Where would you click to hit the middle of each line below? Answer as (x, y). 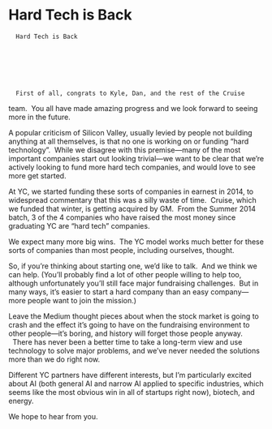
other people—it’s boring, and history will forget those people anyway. (126, 333)
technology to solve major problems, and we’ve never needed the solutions (134, 350)
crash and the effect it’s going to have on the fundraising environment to (129, 324)
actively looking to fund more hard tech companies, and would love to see (132, 167)
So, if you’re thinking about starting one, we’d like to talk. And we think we (133, 266)
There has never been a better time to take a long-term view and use (127, 341)
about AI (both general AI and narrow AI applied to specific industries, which (136, 384)
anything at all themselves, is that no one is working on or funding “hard (129, 141)
